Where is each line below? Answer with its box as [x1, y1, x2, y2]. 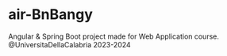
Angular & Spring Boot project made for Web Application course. [8, 32, 220, 41]
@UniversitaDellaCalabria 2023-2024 [8, 39, 131, 49]
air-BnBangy [8, 6, 94, 24]
